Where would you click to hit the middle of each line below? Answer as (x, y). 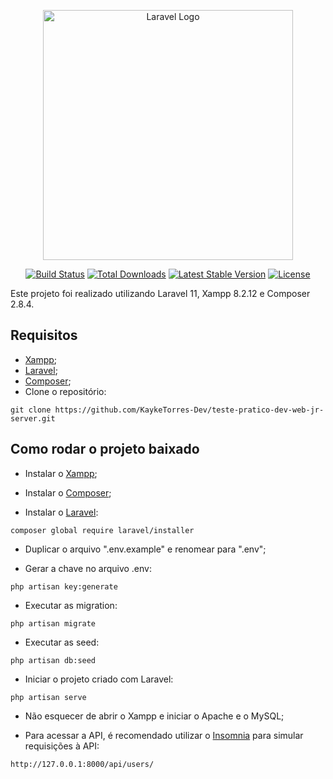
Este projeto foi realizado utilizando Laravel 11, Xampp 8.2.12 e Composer (160, 293)
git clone (31, 410)
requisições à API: (62, 746)
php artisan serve (48, 697)
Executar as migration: (71, 605)
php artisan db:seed (53, 660)
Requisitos (44, 335)
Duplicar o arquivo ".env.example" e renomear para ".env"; (145, 549)
